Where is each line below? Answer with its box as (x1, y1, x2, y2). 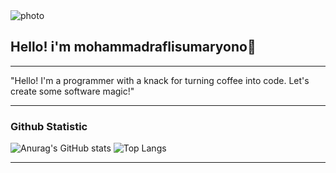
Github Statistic (10, 119, 88, 133)
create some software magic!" (10, 85, 135, 97)
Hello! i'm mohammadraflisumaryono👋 (10, 39, 257, 56)
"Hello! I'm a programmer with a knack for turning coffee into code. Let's (10, 74, 310, 86)
